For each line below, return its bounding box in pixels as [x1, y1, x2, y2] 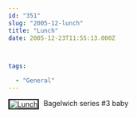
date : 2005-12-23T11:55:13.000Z [8, 33, 115, 42]
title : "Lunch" [8, 26, 59, 34]
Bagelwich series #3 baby [43, 99, 129, 108]
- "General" [15, 77, 56, 85]
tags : [8, 62, 26, 70]
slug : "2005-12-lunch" [8, 19, 84, 27]
